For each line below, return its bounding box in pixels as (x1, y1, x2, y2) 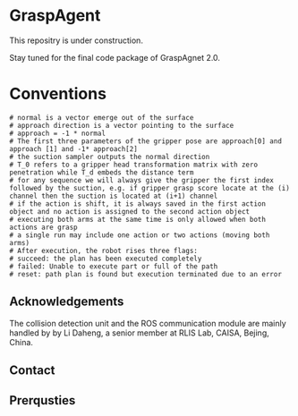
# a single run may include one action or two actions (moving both (9, 230, 270, 240)
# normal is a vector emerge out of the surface (9, 113, 194, 122)
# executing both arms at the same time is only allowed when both (9, 215, 267, 224)
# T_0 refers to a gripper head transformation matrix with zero (9, 160, 258, 169)
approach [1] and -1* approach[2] (9, 144, 139, 153)
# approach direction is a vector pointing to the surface (9, 121, 234, 130)
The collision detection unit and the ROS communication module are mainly (9, 318, 286, 328)
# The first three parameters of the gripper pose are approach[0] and (9, 136, 282, 146)
